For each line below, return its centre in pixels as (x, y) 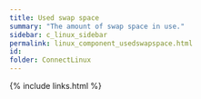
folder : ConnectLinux (50, 60)
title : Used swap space (55, 18)
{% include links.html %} (55, 86)
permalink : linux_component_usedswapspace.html (101, 43)
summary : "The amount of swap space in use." (97, 26)
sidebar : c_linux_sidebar (58, 35)
